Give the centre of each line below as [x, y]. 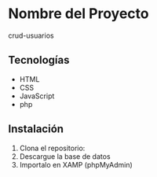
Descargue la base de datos [65, 156]
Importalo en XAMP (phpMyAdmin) [76, 164]
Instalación [36, 129]
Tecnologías [39, 60]
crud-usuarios [31, 35]
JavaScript [37, 96]
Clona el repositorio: [52, 148]
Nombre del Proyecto [78, 14]
